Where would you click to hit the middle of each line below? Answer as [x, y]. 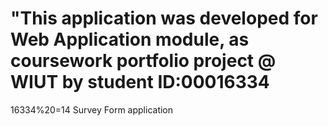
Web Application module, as [130, 39]
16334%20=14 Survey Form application [92, 109]
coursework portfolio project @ [143, 61]
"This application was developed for [164, 18]
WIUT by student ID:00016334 [140, 82]
